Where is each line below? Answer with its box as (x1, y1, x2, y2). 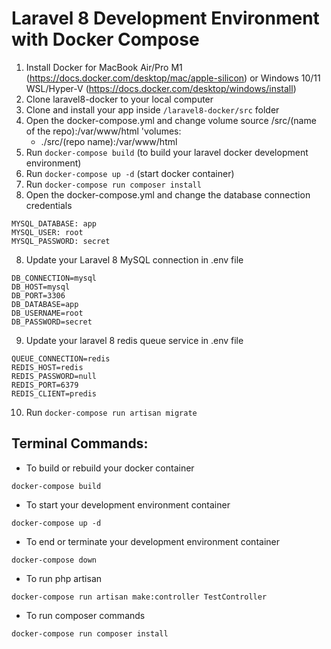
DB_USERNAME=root (11, 308, 84, 318)
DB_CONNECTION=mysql (11, 273, 98, 283)
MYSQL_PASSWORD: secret (11, 236, 111, 246)
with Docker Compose (11, 28, 200, 51)
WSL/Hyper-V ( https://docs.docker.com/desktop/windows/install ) (25, 82, 297, 94)
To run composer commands (25, 609, 146, 621)
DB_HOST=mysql (11, 282, 71, 292)
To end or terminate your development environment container (25, 535, 280, 547)
